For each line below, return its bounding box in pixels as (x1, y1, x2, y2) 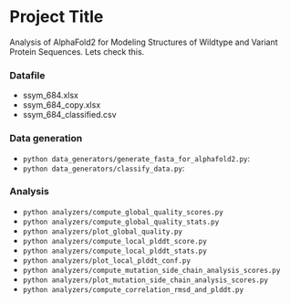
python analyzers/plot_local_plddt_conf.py (22, 256, 192, 266)
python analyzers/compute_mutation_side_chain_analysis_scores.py (22, 266, 281, 275)
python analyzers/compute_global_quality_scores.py (22, 207, 223, 216)
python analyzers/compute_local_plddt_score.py (22, 236, 207, 246)
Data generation (9, 132, 83, 145)
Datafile (9, 68, 46, 81)
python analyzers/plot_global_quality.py (22, 226, 182, 236)
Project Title (9, 6, 104, 27)
